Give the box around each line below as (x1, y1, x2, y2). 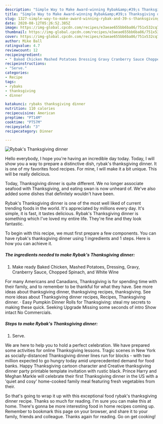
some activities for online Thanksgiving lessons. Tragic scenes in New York (5, 348, 156, 354)
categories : (5, 70, 29, 75)
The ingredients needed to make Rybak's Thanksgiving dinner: (5, 252, 135, 257)
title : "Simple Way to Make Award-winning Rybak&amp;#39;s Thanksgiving (5, 12, 155, 17)
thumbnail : (5, 30, 27, 34)
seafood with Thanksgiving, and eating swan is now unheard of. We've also (5, 186, 156, 192)
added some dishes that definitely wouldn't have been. (5, 191, 115, 197)
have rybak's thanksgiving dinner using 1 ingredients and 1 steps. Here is (5, 236, 150, 241)
